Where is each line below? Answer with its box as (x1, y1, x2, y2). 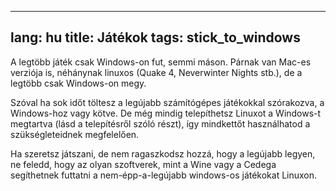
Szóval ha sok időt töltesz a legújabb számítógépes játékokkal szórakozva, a (10, 96, 325, 108)
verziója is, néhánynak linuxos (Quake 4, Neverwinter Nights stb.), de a (10, 66, 303, 78)
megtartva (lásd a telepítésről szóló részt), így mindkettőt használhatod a (10, 117, 311, 130)
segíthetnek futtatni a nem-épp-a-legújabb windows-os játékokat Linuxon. (10, 169, 318, 181)
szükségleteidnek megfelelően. (10, 128, 140, 140)
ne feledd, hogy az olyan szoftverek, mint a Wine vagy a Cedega (10, 158, 277, 170)
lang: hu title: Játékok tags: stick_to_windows (10, 29, 301, 46)
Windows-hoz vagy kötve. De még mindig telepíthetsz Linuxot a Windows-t (10, 107, 322, 119)
